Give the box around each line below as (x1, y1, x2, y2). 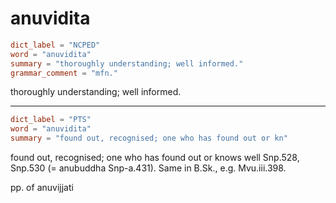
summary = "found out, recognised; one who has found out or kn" (10, 133, 288, 144)
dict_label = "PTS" (10, 115, 92, 125)
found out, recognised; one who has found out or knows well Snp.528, (10, 152, 300, 164)
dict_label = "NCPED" (10, 40, 101, 50)
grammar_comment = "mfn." (10, 68, 118, 78)
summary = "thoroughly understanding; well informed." (10, 58, 244, 69)
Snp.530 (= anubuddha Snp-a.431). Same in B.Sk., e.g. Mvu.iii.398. (10, 162, 287, 174)
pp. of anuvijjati (10, 182, 74, 194)
